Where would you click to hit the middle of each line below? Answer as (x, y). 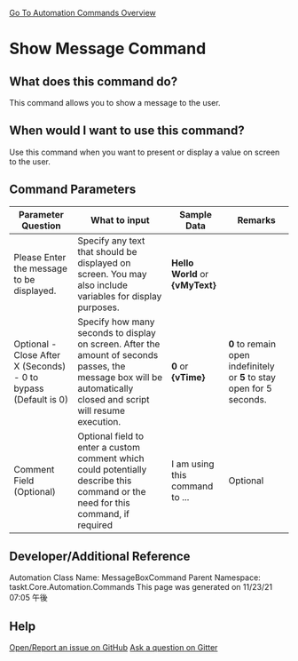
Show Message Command (108, 49)
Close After (37, 354)
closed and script (114, 399)
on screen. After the (119, 344)
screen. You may (112, 274)
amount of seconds (118, 354)
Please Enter (40, 257)
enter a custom (109, 447)
